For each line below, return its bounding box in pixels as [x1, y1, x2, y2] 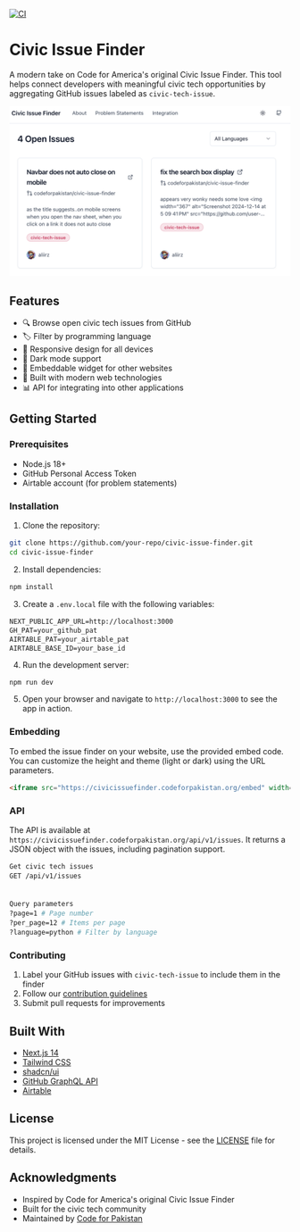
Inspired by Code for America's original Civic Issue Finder [21, 1194, 235, 1204]
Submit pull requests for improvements [21, 998, 165, 1009]
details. [9, 1144, 37, 1155]
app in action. [21, 703, 73, 714]
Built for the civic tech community [21, 1203, 147, 1214]
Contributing [9, 949, 66, 961]
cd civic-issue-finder [9, 547, 94, 557]
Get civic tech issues [9, 862, 94, 870]
